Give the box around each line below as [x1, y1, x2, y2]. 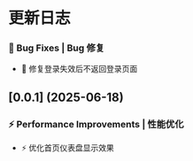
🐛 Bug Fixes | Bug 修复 [8, 42, 105, 54]
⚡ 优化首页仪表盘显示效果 [20, 142, 114, 153]
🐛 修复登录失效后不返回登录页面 [20, 64, 138, 74]
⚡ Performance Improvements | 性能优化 [8, 118, 184, 130]
